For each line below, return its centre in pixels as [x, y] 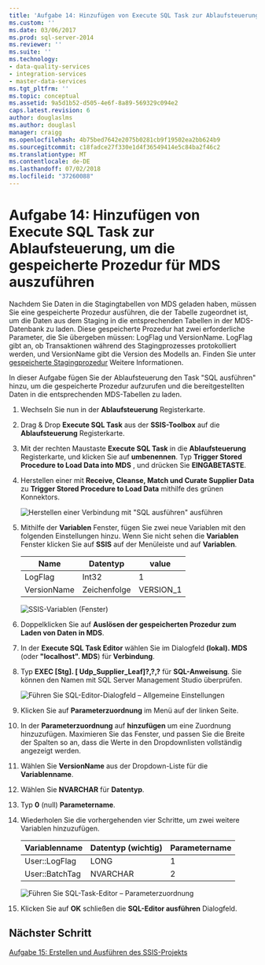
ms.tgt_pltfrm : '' [39, 88]
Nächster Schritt [50, 933]
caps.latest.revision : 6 [50, 111]
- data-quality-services [50, 67]
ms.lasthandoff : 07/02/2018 [55, 169]
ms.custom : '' [32, 23]
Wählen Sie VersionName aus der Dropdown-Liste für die [114, 766]
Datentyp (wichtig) [126, 848]
